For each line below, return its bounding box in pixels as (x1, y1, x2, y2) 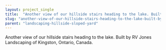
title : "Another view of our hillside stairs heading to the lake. (5, 12, 149, 17)
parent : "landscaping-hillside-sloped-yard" (5, 21, 98, 26)
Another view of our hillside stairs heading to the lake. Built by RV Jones (5, 34, 152, 40)
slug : (5, 16, 16, 21)
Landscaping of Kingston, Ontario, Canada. (5, 40, 93, 46)
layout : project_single (5, 7, 54, 12)
